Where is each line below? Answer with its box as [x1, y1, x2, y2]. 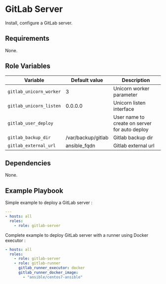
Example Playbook [5, 186, 63, 195]
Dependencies [5, 159, 51, 167]
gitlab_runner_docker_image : [18, 270, 79, 275]
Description [122, 76, 150, 83]
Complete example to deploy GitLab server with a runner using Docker [5, 232, 149, 238]
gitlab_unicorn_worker [7, 88, 61, 94]
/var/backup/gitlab [65, 134, 109, 141]
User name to [113, 113, 145, 120]
